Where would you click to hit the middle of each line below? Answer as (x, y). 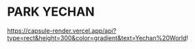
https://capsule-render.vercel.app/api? (62, 31)
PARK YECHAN (51, 12)
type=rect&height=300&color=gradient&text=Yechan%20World (97, 37)
